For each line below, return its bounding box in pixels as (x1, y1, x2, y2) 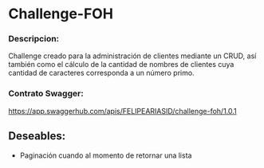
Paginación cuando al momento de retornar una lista (19, 150, 192, 160)
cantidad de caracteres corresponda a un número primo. (8, 68, 195, 78)
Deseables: (8, 129, 66, 143)
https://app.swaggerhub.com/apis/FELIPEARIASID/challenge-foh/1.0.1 (8, 106, 237, 115)
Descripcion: (8, 33, 60, 45)
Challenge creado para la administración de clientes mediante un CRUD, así (8, 51, 257, 61)
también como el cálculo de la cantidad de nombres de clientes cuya (8, 60, 234, 69)
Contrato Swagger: (8, 88, 84, 100)
